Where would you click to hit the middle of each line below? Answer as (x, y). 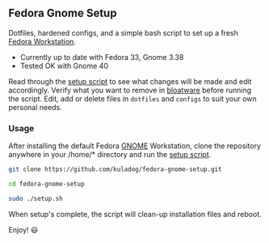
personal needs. (35, 107)
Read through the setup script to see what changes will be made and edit (130, 81)
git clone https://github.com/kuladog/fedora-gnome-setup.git (115, 169)
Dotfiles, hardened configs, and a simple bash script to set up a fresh (123, 32)
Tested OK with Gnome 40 (64, 66)
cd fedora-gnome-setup (46, 184)
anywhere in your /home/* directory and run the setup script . (110, 155)
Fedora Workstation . (42, 41)
